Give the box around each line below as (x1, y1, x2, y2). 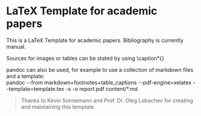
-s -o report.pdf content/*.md (65, 85, 138, 92)
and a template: (6, 72, 45, 80)
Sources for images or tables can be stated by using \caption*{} (6, 54, 164, 62)
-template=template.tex (6, 85, 65, 92)
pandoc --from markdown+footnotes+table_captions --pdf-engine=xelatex (6, 79, 192, 86)
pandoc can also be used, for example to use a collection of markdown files (6, 66, 194, 73)
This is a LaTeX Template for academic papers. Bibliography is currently (6, 36, 184, 44)
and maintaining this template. (20, 103, 96, 110)
